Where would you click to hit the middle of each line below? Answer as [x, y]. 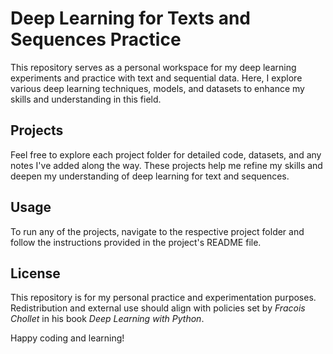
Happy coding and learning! [67, 338]
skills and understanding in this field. [86, 99]
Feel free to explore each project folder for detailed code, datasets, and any [166, 154]
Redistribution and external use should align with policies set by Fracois [158, 308]
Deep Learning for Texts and [130, 18]
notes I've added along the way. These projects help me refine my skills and [166, 165]
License [35, 273]
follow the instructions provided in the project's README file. [136, 242]
